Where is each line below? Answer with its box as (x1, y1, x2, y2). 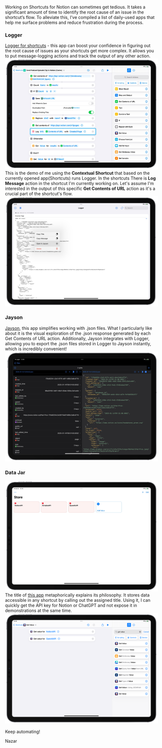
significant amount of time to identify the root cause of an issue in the (5, 9, 144, 15)
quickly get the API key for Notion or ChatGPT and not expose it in (5, 602, 137, 608)
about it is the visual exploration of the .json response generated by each (5, 330, 151, 336)
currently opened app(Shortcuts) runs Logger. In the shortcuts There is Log (5, 175, 156, 181)
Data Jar (5, 469, 26, 476)
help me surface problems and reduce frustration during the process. (5, 19, 144, 25)
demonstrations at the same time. (5, 607, 72, 613)
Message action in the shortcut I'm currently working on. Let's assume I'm (5, 181, 154, 186)
